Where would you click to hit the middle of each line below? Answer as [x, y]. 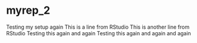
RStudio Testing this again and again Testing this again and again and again [99, 33]
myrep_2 [28, 10]
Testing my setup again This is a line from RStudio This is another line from [98, 27]
